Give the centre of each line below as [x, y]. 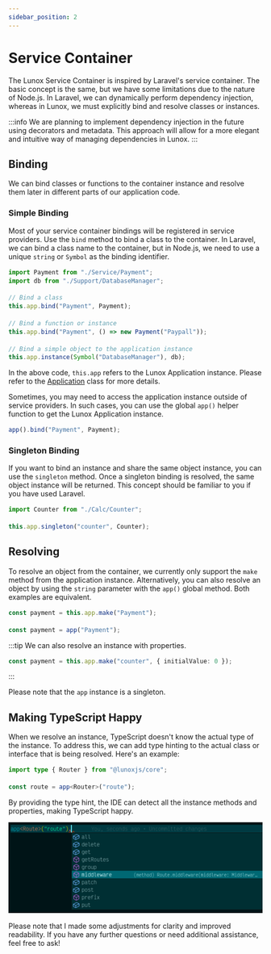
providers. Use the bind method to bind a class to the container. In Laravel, [132, 239]
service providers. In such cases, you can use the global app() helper [124, 406]
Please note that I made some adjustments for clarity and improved [120, 926]
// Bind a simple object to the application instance [101, 349]
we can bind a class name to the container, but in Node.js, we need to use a [134, 248]
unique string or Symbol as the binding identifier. [89, 256]
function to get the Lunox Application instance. [86, 414]
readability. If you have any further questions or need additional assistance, [133, 935]
